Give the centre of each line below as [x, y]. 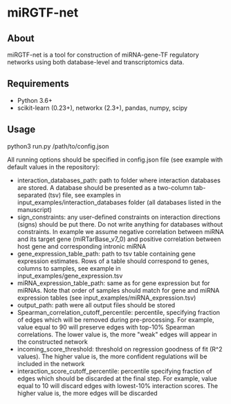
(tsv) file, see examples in [84, 195]
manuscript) [34, 209]
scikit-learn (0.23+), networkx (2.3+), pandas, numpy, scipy [102, 108]
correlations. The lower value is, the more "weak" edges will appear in [117, 334]
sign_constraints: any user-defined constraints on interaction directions [119, 217]
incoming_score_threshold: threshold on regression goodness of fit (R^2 [120, 349]
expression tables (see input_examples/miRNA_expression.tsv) [107, 298]
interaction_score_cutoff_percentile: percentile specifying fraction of [114, 371]
